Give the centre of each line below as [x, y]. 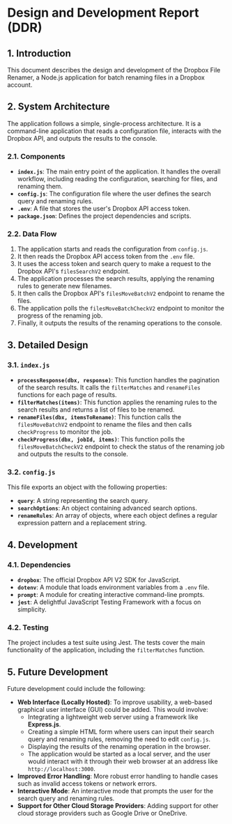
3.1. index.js [29, 365]
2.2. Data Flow [32, 234]
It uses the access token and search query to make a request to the [114, 264]
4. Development [42, 545]
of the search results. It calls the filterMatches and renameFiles [109, 387]
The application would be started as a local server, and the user [119, 754]
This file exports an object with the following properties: [87, 487]
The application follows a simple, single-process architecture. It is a [104, 123]
